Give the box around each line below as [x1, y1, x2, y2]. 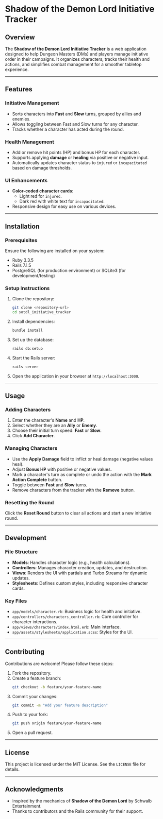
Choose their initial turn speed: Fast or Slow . [12, 427, 102, 433]
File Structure [5, 548, 38, 555]
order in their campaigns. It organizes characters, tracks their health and [5, 56, 150, 62]
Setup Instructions [5, 285, 50, 291]
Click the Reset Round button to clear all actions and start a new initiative [5, 510, 152, 516]
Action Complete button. [12, 477, 63, 482]
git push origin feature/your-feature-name [12, 721, 102, 726]
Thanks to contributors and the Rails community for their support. [12, 808, 143, 814]
